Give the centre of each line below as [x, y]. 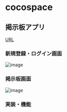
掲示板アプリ [25, 27]
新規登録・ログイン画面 [33, 53]
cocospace [29, 7]
